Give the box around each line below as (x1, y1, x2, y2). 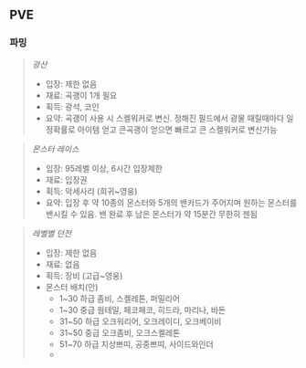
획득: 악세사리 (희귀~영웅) (45, 185, 138, 196)
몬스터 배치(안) (45, 281, 99, 292)
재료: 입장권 (45, 173, 88, 185)
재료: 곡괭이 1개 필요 (45, 89, 118, 100)
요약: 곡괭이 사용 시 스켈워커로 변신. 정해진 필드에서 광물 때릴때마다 (45, 112, 285, 123)
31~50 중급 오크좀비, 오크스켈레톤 (58, 327, 181, 338)
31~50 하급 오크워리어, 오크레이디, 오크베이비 (58, 315, 222, 327)
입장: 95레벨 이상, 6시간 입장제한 (45, 163, 163, 173)
